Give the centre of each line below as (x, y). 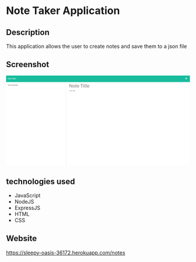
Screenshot (28, 64)
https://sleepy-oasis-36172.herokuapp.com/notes (66, 253)
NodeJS (24, 201)
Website (21, 238)
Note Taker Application (63, 11)
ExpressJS (27, 208)
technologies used (41, 181)
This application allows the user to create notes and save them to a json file (97, 46)
